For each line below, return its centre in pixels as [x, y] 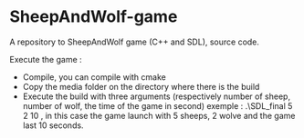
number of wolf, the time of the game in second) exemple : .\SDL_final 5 [157, 105]
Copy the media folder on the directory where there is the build [141, 86]
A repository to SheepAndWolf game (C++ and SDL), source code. [135, 42]
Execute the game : [46, 59]
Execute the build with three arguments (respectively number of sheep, [156, 96]
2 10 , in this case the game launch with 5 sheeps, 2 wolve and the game [159, 115]
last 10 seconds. [53, 125]
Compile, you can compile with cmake [94, 77]
